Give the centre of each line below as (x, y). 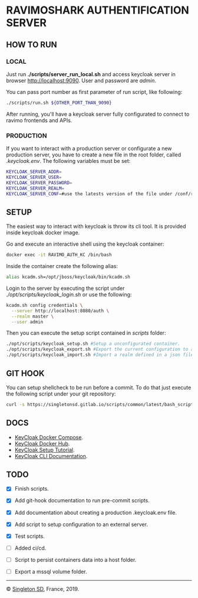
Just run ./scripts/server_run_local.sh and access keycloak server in (91, 74)
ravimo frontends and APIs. (39, 120)
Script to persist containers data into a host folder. (75, 560)
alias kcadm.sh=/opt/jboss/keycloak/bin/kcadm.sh (68, 277)
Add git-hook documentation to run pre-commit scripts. (82, 501)
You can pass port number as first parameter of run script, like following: (94, 92)
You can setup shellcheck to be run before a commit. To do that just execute (99, 387)
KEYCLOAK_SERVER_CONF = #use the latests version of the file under (89, 194)
